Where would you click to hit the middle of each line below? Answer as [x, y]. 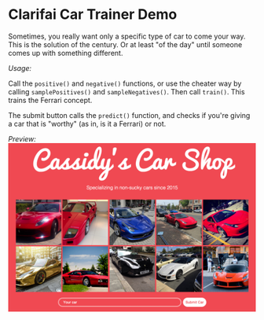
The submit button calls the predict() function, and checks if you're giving [129, 115]
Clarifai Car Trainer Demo [93, 15]
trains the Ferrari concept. [50, 100]
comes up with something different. [66, 53]
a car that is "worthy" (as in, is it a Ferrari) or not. [87, 123]
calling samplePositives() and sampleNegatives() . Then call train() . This [126, 91]
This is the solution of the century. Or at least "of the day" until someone [125, 44]
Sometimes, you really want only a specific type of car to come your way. [127, 36]
